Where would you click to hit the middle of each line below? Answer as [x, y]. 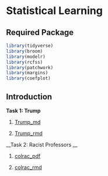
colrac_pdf [27, 156]
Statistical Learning [55, 11]
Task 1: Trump [23, 111]
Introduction [29, 97]
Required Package [40, 32]
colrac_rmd [28, 167]
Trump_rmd [28, 133]
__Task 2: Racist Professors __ [42, 144]
